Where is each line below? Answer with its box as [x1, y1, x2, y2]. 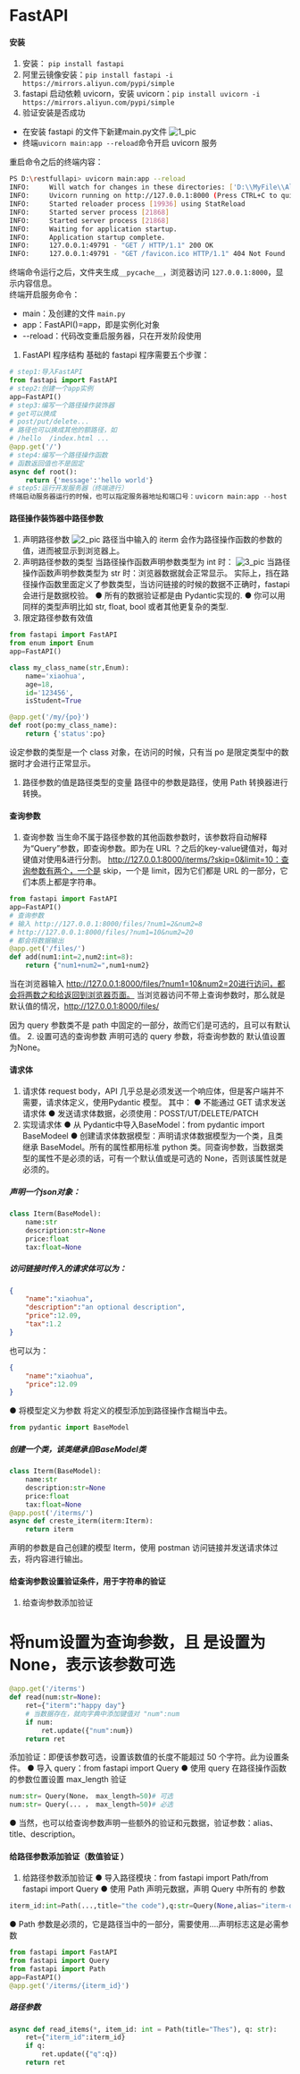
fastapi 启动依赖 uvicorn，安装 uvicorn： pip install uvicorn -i [21, 89, 261, 99]
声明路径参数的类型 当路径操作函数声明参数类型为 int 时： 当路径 [21, 557, 291, 568]
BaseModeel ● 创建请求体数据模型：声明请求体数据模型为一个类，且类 [21, 1131, 284, 1141]
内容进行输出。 [32, 1554, 87, 1565]
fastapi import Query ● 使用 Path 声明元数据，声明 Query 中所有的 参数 [21, 1883, 286, 1894]
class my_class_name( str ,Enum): [9, 663, 129, 672]
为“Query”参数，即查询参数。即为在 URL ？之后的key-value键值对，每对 [21, 843, 288, 854]
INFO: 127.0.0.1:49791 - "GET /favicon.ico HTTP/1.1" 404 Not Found [9, 250, 286, 259]
